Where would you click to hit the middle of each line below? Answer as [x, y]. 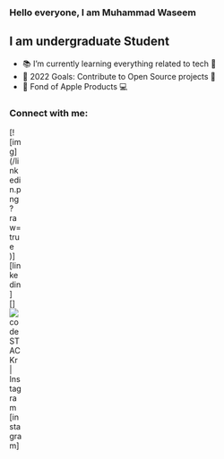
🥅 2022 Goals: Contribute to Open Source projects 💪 [119, 76]
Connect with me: [49, 113]
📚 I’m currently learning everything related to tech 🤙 [119, 64]
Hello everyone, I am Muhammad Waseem [103, 13]
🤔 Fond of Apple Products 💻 [75, 86]
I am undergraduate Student [90, 42]
